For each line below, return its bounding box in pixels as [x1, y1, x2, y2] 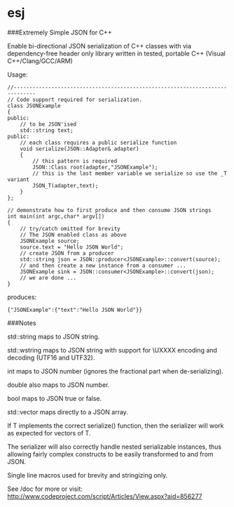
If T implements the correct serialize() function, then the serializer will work [7, 421, 224, 430]
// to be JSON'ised [20, 121, 77, 128]
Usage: [7, 70, 28, 79]
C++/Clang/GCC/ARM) [7, 56, 74, 65]
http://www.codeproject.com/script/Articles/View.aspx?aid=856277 [7, 492, 202, 500]
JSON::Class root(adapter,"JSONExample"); [32, 164, 158, 171]
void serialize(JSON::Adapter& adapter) [20, 145, 139, 152]
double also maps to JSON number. [7, 381, 110, 389]
